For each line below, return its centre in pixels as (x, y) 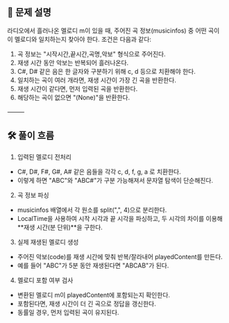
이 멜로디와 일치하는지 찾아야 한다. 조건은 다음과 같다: (79, 39)
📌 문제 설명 (29, 13)
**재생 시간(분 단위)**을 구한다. (60, 227)
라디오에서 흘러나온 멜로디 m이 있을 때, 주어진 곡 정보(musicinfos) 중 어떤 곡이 (113, 31)
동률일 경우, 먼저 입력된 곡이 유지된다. (68, 312)
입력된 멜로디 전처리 (44, 157)
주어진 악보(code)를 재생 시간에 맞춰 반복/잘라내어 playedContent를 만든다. (120, 256)
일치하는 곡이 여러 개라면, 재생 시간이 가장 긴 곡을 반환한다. (97, 80)
